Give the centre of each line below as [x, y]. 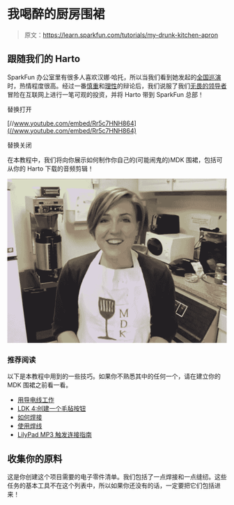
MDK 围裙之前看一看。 [40, 385]
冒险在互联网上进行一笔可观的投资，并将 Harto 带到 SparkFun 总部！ [106, 94]
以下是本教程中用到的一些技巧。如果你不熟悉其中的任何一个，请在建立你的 [114, 376]
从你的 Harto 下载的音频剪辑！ [50, 169]
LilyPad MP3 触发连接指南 [54, 435]
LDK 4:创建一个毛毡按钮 [52, 409]
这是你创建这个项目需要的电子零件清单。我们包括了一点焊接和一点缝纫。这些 [117, 477]
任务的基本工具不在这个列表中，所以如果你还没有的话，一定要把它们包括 [111, 485]
